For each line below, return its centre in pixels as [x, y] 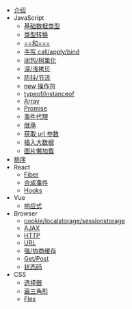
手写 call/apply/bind [52, 51]
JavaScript [29, 18]
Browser [25, 214]
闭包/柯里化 [40, 60]
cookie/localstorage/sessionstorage [74, 221]
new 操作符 [40, 86]
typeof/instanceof [49, 94]
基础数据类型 [42, 26]
